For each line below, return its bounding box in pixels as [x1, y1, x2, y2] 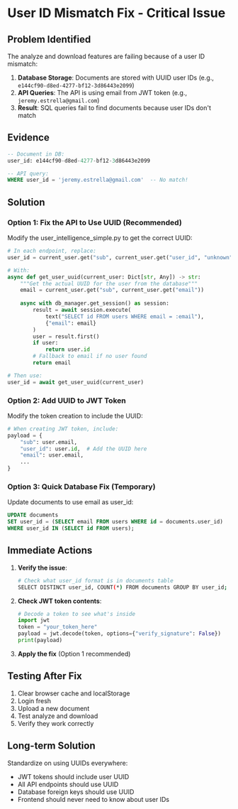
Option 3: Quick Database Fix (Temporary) [7, 482, 156, 492]
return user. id [45, 346, 91, 353]
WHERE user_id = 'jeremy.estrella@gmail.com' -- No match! [7, 176, 189, 184]
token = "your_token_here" [17, 624, 98, 631]
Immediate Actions [7, 545, 93, 557]
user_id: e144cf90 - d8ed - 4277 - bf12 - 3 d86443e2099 [7, 157, 151, 164]
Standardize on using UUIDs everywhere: [7, 759, 128, 767]
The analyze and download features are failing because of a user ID [7, 52, 205, 60]
